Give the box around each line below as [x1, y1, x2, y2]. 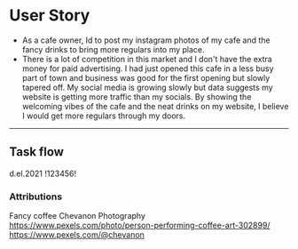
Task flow [9, 144, 65, 160]
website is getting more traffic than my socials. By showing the [21, 91, 252, 102]
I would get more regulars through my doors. [21, 110, 186, 121]
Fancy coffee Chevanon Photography [9, 211, 146, 221]
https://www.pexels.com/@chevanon [9, 229, 145, 240]
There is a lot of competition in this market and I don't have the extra [21, 53, 272, 64]
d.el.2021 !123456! [9, 168, 77, 179]
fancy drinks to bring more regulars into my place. [21, 44, 206, 54]
